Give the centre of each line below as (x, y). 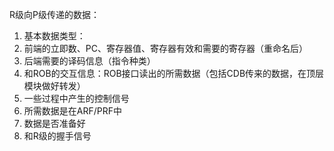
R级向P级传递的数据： (54, 14)
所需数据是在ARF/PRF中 (72, 111)
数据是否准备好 (54, 123)
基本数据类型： (54, 36)
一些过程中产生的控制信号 (76, 98)
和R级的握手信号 (57, 136)
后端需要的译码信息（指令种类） (89, 61)
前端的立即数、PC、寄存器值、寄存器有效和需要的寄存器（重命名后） (165, 48)
